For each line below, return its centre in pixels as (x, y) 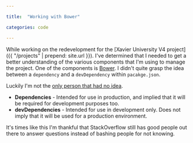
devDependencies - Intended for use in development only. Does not (98, 109)
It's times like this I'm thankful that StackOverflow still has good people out (96, 127)
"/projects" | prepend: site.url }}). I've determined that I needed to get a (100, 55)
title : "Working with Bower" (43, 16)
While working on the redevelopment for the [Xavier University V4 (86, 49)
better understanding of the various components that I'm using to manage (96, 62)
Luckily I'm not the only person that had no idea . (65, 85)
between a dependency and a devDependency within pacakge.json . (83, 74)
